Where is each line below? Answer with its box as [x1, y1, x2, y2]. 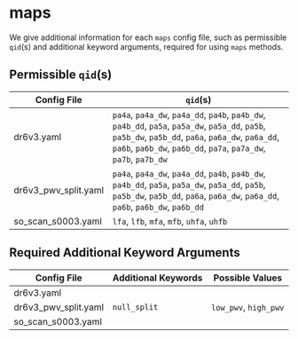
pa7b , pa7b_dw [112, 153, 168, 165]
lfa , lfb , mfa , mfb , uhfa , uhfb [112, 215, 228, 227]
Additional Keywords [112, 272, 203, 284]
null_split [112, 302, 159, 312]
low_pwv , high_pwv [211, 301, 285, 313]
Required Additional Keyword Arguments [9, 245, 241, 260]
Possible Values [213, 272, 282, 284]
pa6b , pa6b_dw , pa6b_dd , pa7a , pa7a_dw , [112, 141, 266, 154]
